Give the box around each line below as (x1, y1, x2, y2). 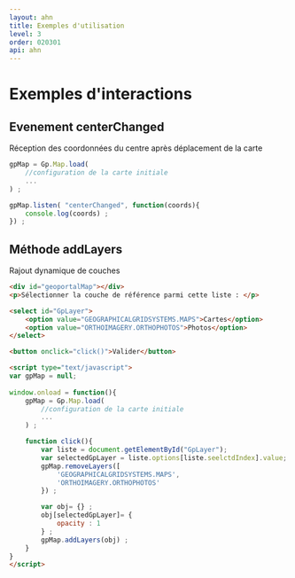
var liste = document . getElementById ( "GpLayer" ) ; (41, 445, 228, 455)
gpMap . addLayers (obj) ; (41, 535, 128, 544)
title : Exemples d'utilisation (9, 21, 125, 30)
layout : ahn (9, 12, 53, 22)
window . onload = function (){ (9, 387, 117, 397)
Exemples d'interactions (9, 84, 192, 105)
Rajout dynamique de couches (9, 265, 120, 276)
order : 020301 (9, 37, 62, 47)
